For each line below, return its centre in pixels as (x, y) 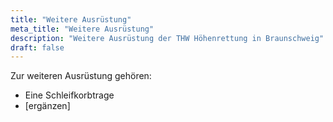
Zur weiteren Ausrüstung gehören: (81, 76)
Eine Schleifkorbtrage (69, 95)
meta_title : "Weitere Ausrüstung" (82, 29)
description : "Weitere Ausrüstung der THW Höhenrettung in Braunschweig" (167, 38)
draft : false (37, 47)
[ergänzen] (47, 106)
